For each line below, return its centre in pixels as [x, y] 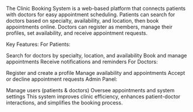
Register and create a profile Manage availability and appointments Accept [96, 73]
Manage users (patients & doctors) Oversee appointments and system [90, 90]
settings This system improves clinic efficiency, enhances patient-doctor [93, 96]
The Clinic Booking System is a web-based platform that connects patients [96, 8]
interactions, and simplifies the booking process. [64, 103]
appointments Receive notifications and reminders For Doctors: [82, 62]
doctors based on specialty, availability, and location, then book [83, 21]
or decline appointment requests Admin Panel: [62, 79]
